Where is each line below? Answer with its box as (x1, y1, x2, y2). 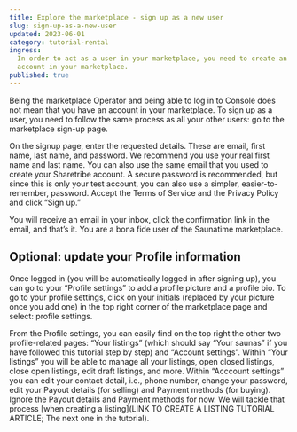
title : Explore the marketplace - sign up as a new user (9, 12, 224, 22)
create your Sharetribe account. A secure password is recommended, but (9, 169, 277, 179)
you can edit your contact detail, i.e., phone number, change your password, (9, 374, 288, 386)
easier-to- (241, 178, 278, 189)
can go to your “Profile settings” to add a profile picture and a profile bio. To (9, 282, 286, 293)
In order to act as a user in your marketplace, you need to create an (17, 54, 288, 63)
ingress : (9, 46, 42, 55)
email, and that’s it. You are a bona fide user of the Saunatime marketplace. (9, 224, 284, 234)
